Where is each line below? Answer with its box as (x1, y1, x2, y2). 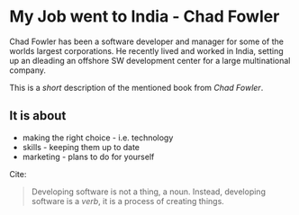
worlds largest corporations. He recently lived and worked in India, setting (9, 45, 284, 56)
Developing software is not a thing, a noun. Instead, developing (31, 186, 266, 197)
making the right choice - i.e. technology (22, 132, 174, 143)
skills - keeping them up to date (22, 141, 140, 152)
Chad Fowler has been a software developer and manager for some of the (9, 36, 284, 47)
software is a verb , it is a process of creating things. (31, 195, 225, 206)
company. (9, 65, 47, 76)
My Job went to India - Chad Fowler (9, 6, 280, 27)
